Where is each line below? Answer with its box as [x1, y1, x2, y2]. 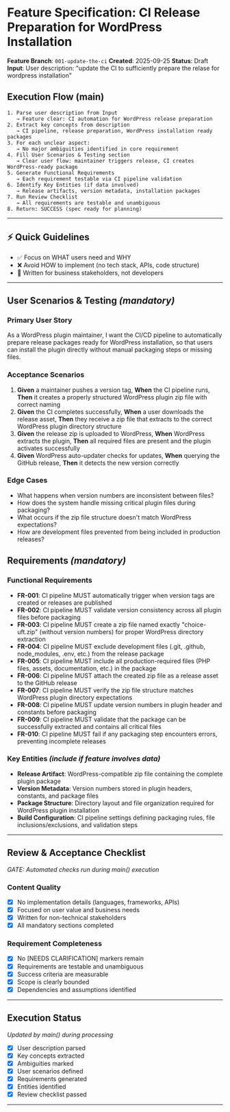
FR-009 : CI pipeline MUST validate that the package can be [16, 715, 186, 723]
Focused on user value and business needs [16, 906, 140, 914]
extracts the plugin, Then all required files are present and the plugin [16, 437, 211, 445]
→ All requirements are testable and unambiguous [16, 199, 161, 207]
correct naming [16, 400, 61, 408]
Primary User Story [7, 315, 73, 325]
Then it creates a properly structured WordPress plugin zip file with [16, 393, 207, 401]
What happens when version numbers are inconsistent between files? [16, 491, 214, 499]
